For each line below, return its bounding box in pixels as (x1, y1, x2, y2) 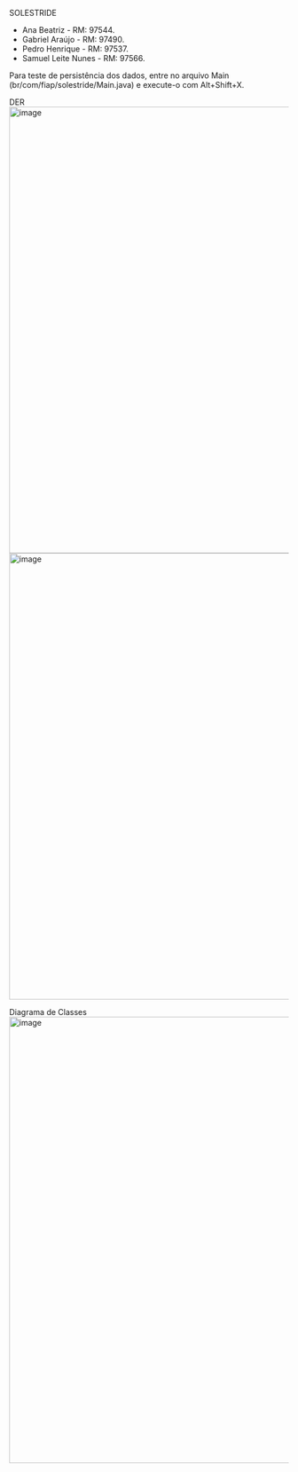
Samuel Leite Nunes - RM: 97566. (21, 53, 145, 63)
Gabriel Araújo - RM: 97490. (21, 35, 125, 44)
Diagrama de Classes (9, 1007, 87, 1017)
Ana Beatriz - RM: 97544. (21, 25, 115, 35)
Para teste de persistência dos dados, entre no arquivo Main (9, 70, 230, 81)
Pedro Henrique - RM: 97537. (21, 43, 129, 54)
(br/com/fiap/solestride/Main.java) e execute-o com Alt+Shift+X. (9, 80, 245, 90)
